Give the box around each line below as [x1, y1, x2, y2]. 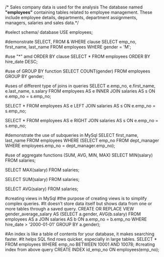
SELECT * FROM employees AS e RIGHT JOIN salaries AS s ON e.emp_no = [5, 118, 159, 123]
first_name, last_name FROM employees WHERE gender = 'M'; [5, 44, 131, 50]
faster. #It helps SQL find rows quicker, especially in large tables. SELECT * [5, 236, 157, 242]
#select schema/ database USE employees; [5, 29, 93, 35]
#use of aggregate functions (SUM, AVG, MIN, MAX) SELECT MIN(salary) [5, 152, 153, 158]
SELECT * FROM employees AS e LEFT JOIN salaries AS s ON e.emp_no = [5, 103, 156, 108]
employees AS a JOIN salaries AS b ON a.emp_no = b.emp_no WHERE [5, 216, 147, 222]
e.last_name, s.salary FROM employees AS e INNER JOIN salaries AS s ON [5, 88, 156, 94]
